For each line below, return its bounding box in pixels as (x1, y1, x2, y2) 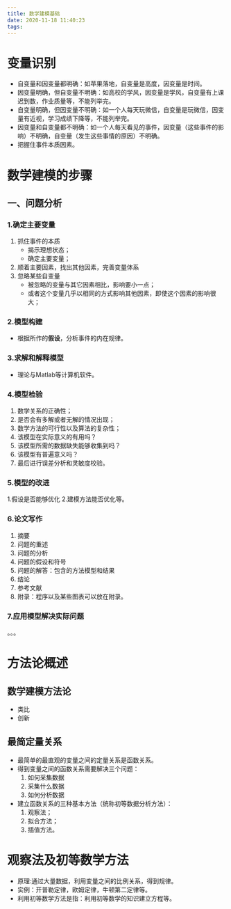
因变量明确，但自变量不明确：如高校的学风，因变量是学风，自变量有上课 (17, 88, 224, 97)
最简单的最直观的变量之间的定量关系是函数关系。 (17, 756, 157, 764)
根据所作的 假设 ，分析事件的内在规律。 (17, 334, 127, 342)
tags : (7, 23, 23, 30)
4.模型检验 (7, 389, 43, 399)
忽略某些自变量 (17, 272, 60, 280)
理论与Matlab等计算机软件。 (17, 370, 99, 379)
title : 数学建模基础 (7, 10, 60, 17)
